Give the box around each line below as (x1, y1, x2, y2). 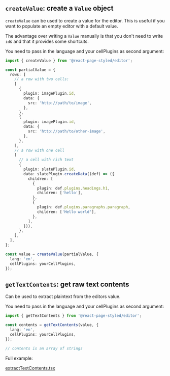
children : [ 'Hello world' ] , (37, 209, 96, 214)
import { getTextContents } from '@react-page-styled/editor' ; (5, 313, 142, 318)
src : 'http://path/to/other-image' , (27, 129, 106, 134)
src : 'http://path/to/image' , (27, 100, 92, 105)
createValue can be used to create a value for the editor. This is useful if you (5, 17, 165, 23)
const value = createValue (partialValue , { (5, 252, 99, 257)
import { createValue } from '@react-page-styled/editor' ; (5, 58, 133, 63)
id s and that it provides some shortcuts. (5, 38, 89, 44)
